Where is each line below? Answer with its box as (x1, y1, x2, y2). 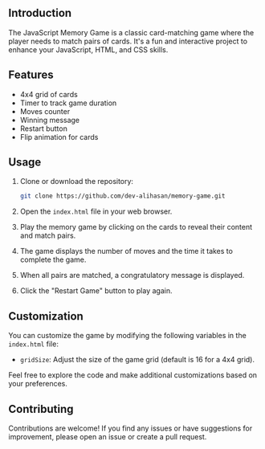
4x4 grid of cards (19, 89, 78, 99)
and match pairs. (19, 231, 76, 240)
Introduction (8, 6, 72, 20)
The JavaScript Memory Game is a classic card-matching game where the (8, 27, 255, 37)
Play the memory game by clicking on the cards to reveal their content (19, 222, 253, 232)
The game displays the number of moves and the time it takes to (19, 247, 233, 256)
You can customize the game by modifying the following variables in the (8, 331, 247, 341)
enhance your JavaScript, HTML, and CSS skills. (8, 44, 169, 55)
